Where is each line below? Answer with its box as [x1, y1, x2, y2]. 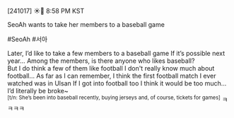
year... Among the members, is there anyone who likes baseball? [7, 57, 195, 65]
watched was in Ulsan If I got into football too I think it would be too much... [7, 79, 227, 88]
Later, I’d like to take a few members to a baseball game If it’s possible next [7, 49, 226, 57]
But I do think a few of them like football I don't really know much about [7, 64, 215, 72]
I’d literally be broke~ [7, 87, 69, 95]
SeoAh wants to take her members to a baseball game [7, 20, 165, 28]
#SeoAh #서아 [7, 35, 48, 43]
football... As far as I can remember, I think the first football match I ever [7, 71, 217, 80]
